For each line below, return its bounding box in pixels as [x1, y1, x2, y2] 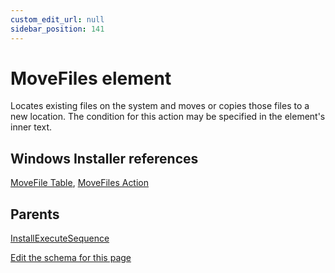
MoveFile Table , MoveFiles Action [10, 177, 150, 189]
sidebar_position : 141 [10, 24, 105, 34]
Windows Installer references [10, 150, 199, 167]
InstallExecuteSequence [10, 232, 110, 245]
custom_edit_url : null [10, 14, 105, 25]
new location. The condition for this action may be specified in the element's [10, 111, 326, 123]
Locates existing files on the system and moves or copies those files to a [10, 100, 310, 112]
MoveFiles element [10, 67, 172, 90]
